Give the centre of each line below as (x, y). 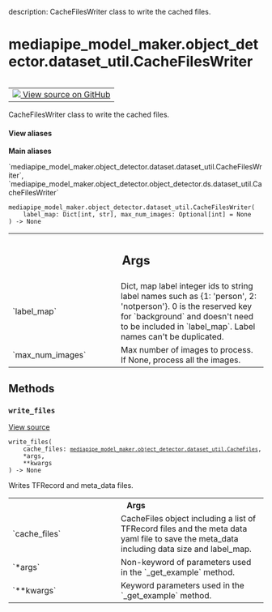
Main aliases (30, 151)
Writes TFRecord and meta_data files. (71, 486)
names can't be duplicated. (172, 336)
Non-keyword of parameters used (186, 563)
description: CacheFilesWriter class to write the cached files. (110, 12)
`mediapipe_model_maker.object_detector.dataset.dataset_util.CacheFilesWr (135, 167)
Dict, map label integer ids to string (187, 285)
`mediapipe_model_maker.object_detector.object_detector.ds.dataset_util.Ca (135, 184)
